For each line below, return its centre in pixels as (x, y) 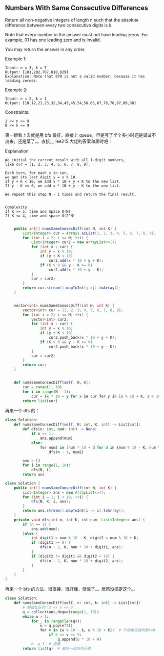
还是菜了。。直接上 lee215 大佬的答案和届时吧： (65, 141)
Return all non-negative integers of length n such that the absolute (72, 20)
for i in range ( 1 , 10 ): (47, 465)
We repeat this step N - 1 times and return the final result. (71, 194)
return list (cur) (40, 401)
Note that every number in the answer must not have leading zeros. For (77, 34)
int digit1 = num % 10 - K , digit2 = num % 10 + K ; (85, 538)
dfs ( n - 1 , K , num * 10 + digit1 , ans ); (82, 547)
